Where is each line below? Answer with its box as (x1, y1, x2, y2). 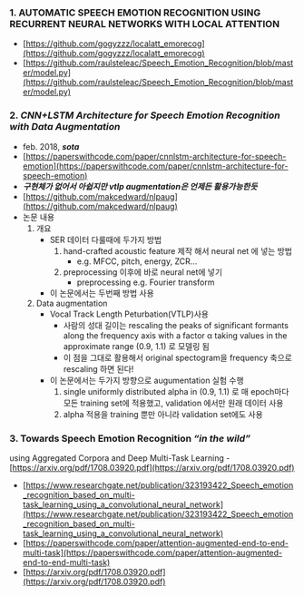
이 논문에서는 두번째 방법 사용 (49, 288, 154, 298)
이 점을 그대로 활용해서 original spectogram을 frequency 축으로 (63, 352, 292, 363)
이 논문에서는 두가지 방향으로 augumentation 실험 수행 (49, 375, 244, 386)
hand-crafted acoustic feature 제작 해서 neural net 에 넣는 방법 (63, 245, 293, 256)
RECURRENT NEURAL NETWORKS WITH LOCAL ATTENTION (9, 17, 279, 30)
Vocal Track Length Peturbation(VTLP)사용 (49, 308, 209, 319)
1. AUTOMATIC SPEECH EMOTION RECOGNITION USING (9, 6, 261, 19)
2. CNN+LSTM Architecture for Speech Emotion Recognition (9, 109, 280, 122)
